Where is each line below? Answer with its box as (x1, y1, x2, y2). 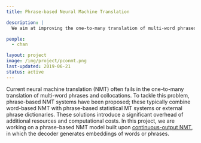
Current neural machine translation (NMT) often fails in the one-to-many (6, 85, 184, 93)
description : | (6, 19, 44, 26)
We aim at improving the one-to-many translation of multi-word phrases (11, 25, 197, 31)
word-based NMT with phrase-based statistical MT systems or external (6, 104, 182, 111)
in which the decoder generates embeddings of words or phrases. (6, 130, 169, 137)
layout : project (6, 52, 47, 59)
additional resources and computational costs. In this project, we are (6, 117, 175, 124)
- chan (11, 41, 28, 48)
